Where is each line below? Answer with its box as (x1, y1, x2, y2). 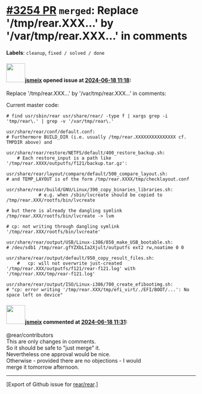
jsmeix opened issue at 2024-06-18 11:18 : (25, 76, 132, 84)
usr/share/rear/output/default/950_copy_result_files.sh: (6, 255, 155, 262)
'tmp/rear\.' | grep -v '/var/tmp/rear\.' (6, 119, 114, 125)
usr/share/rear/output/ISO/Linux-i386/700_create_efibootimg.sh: (6, 282, 173, 288)
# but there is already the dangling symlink (6, 208, 122, 214)
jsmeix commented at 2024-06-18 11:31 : (25, 318, 128, 325)
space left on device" (6, 292, 63, 298)
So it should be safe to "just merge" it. (6, 344, 100, 352)
